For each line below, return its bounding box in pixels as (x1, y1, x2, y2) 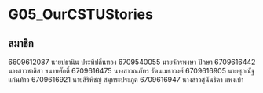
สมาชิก (8, 37, 34, 50)
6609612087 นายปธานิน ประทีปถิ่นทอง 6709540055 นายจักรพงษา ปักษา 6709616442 (8, 57, 256, 66)
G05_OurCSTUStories (8, 5, 153, 23)
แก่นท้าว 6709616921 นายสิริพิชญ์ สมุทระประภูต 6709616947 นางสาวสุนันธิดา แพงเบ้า (8, 75, 244, 84)
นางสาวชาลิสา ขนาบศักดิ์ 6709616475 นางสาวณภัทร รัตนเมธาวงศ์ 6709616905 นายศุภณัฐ (8, 66, 255, 75)
